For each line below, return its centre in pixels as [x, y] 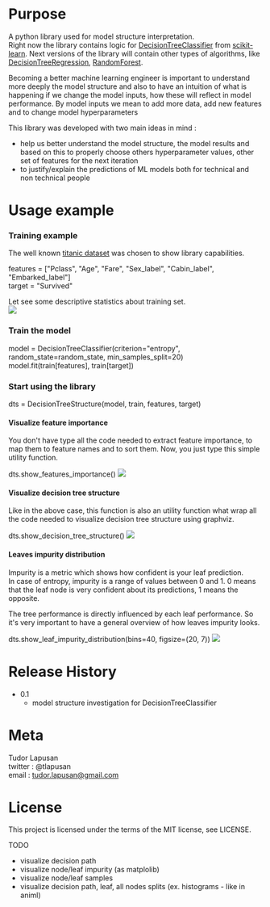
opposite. [24, 598]
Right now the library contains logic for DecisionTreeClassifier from [120, 44]
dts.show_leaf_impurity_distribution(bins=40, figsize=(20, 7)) [110, 639]
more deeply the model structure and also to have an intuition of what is [128, 86]
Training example [43, 236]
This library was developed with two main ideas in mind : [102, 128]
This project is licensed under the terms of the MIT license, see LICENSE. [130, 829]
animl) [31, 895]
